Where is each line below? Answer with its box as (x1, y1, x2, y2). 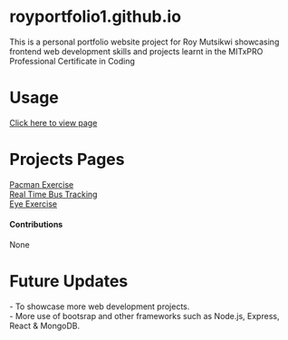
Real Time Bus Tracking (9, 189, 98, 199)
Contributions (9, 219, 63, 230)
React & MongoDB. (9, 320, 81, 331)
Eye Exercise (9, 198, 57, 209)
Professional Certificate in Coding (9, 55, 136, 66)
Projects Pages (9, 150, 125, 170)
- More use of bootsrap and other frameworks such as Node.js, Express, (9, 310, 280, 321)
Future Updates (9, 271, 129, 292)
